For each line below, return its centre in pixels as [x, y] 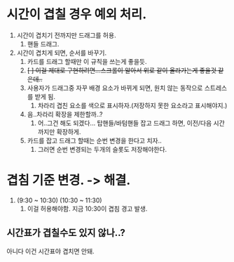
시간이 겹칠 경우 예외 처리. [77, 14]
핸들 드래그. [43, 44]
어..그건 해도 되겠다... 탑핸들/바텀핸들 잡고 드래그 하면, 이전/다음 [125, 123]
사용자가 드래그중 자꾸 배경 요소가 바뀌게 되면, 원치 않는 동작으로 [115, 88]
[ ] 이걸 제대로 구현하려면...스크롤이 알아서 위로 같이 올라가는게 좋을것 [122, 70]
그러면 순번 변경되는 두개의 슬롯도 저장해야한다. [102, 149]
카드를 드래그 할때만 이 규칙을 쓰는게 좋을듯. [87, 61]
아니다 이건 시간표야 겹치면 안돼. [51, 251]
